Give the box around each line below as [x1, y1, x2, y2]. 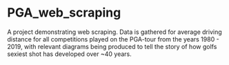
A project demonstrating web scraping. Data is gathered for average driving [7, 28, 222, 36]
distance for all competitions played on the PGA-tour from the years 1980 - [7, 35, 219, 43]
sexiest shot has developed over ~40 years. [7, 50, 132, 58]
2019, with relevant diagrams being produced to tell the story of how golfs [7, 42, 217, 50]
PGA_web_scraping [7, 5, 121, 21]
